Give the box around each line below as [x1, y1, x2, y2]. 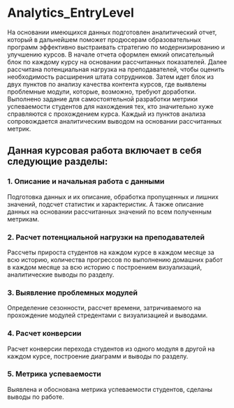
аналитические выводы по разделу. [7, 270, 115, 279]
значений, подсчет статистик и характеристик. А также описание [7, 200, 204, 208]
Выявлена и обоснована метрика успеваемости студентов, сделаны [7, 385, 213, 393]
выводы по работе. [7, 393, 64, 401]
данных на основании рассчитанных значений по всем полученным [7, 207, 212, 216]
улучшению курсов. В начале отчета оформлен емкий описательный [7, 50, 214, 59]
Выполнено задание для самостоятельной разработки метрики [7, 94, 198, 103]
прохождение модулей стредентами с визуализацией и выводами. [7, 311, 208, 319]
